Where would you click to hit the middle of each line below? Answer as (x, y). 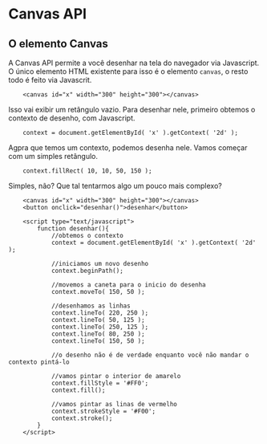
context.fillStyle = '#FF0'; (100, 383)
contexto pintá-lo (39, 362)
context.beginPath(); (87, 271)
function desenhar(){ (73, 229)
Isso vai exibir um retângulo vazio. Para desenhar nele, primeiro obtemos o (132, 110)
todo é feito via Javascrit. (50, 80)
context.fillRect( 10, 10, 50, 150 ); (87, 171)
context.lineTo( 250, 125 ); (100, 327)
